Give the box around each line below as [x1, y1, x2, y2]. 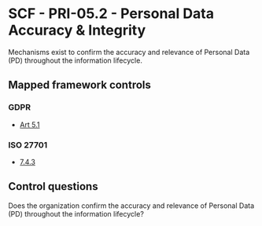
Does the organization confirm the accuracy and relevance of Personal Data [8, 201, 255, 210]
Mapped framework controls [8, 78, 152, 92]
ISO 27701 [8, 139, 48, 150]
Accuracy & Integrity [8, 21, 146, 39]
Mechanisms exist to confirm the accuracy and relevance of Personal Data [8, 47, 250, 56]
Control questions [8, 180, 98, 193]
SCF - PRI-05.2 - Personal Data [8, 5, 215, 23]
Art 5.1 [19, 119, 40, 129]
